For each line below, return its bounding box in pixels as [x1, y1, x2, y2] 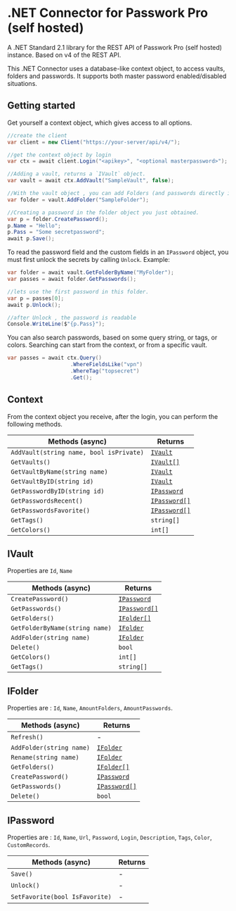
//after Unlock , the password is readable [7, 314, 137, 321]
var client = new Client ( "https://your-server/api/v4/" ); [7, 139, 181, 146]
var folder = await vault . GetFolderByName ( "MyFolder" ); [7, 269, 174, 276]
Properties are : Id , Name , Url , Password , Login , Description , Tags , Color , [7, 833, 212, 841]
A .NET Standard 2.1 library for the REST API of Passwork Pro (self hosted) [7, 43, 223, 51]
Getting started [7, 100, 76, 112]
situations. [7, 79, 37, 87]
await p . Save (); [7, 235, 55, 242]
